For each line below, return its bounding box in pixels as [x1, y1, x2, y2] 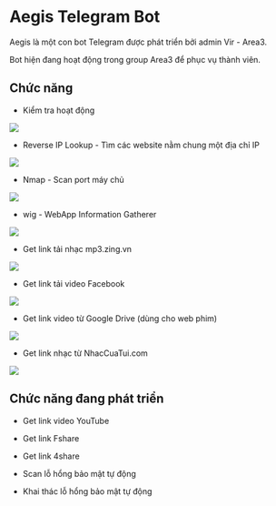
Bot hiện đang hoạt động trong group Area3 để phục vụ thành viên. [9, 54, 261, 65]
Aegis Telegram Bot [9, 6, 161, 27]
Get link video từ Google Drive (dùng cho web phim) [22, 312, 218, 324]
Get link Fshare [22, 432, 80, 443]
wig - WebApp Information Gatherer [22, 208, 157, 219]
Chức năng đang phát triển [9, 391, 164, 407]
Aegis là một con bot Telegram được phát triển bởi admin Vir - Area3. [9, 36, 268, 47]
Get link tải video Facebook [22, 278, 125, 288]
